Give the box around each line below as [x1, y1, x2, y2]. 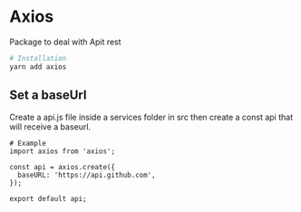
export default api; [9, 194, 88, 203]
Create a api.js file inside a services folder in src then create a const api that [9, 111, 293, 122]
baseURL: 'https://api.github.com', [17, 170, 156, 179]
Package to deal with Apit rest [9, 36, 121, 47]
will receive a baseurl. [9, 120, 92, 132]
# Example [9, 139, 47, 148]
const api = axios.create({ [9, 162, 116, 171]
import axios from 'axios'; [9, 147, 116, 156]
